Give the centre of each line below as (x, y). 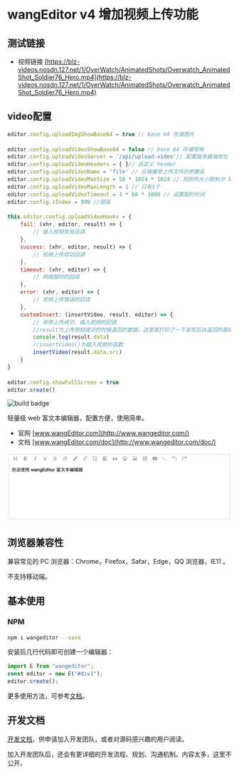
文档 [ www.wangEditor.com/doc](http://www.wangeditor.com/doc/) (117, 442)
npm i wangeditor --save (44, 638)
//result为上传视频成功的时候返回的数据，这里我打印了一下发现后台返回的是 (131, 330)
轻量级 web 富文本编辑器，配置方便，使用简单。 (78, 418)
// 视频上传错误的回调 (62, 300)
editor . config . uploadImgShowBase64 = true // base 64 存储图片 (101, 134)
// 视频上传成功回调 (59, 254)
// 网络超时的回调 (56, 277)
